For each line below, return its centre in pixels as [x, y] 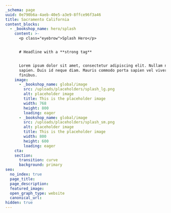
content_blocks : [22, 24]
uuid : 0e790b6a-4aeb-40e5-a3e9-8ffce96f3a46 [53, 15]
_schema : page [20, 10]
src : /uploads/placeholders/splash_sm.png [69, 123]
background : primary [40, 165]
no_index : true [26, 174]
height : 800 [36, 108]
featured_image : [27, 189]
